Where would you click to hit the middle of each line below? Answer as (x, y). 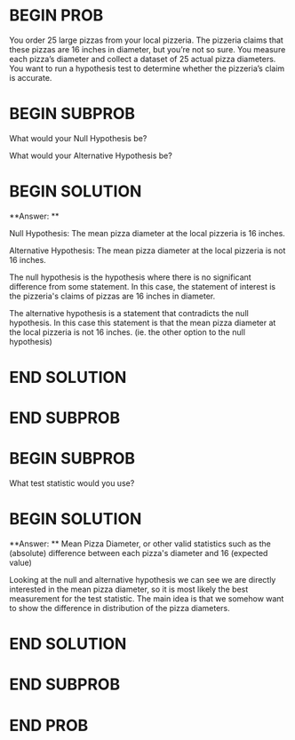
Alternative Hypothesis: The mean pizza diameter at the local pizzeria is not (147, 251)
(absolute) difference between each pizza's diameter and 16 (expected (139, 553)
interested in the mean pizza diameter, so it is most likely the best (129, 589)
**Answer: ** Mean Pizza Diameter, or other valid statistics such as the (140, 544)
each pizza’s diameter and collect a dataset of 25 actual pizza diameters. (143, 59)
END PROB (49, 725)
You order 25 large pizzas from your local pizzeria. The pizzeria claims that (147, 40)
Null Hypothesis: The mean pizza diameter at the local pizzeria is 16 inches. (147, 233)
